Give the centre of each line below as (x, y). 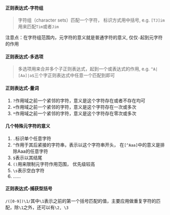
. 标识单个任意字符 (32, 138)
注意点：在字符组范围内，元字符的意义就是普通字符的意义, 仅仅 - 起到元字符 (84, 37)
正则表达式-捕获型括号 (29, 189)
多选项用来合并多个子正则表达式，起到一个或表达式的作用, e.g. (84, 69)
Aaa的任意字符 (33, 151)
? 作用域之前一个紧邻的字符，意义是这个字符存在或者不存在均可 (79, 101)
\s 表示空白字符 (29, 170)
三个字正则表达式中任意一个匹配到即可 (75, 75)
